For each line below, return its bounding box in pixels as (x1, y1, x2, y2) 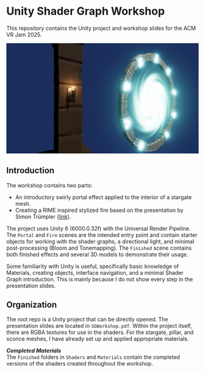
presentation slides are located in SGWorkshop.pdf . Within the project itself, (6, 322, 192, 330)
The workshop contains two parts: (6, 181, 93, 189)
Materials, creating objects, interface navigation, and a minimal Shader (6, 269, 184, 276)
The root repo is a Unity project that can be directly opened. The (6, 316, 168, 323)
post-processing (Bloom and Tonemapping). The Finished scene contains (6, 244, 192, 252)
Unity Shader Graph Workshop (6, 4, 165, 18)
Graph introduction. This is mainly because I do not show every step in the (6, 275, 193, 283)
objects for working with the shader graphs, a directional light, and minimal (6, 237, 195, 245)
